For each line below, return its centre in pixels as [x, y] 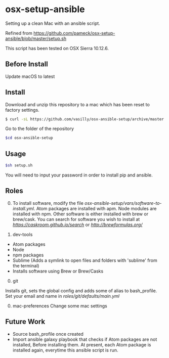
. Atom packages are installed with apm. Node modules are [95, 208]
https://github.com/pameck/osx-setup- [74, 33]
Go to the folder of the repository [40, 129]
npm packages [28, 255]
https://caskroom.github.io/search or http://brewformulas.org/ [77, 225]
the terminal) [26, 265]
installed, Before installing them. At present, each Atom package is [82, 344]
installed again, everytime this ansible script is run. [65, 350]
